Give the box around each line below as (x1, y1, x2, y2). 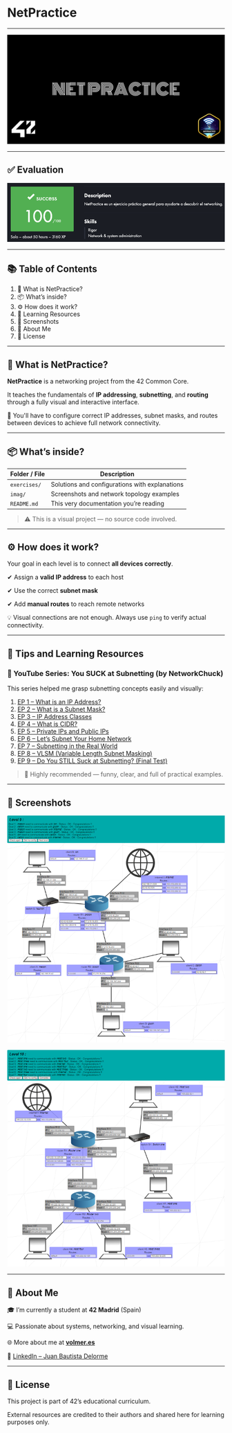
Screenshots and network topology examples (50, 489, 180, 498)
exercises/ (10, 481, 41, 488)
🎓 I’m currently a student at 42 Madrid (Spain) (7, 1305, 142, 1314)
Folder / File (10, 470, 46, 478)
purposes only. (7, 1418, 50, 1426)
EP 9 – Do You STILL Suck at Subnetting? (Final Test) (17, 757, 168, 765)
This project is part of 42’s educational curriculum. (7, 1397, 151, 1405)
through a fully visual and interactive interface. (7, 398, 139, 406)
